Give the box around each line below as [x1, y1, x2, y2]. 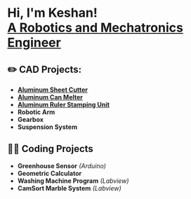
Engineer [7, 35, 61, 50]
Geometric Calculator [17, 169, 82, 177]
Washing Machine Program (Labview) [17, 177, 129, 185]
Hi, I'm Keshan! [7, 5, 98, 21]
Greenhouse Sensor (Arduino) [17, 161, 107, 170]
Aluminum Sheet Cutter [17, 85, 88, 94]
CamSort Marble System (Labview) [17, 184, 121, 192]
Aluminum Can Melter [17, 93, 83, 101]
